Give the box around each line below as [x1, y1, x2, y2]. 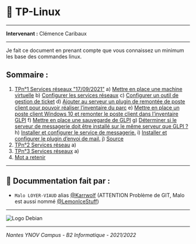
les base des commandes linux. [6, 53, 82, 60]
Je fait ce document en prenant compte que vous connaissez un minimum [6, 47, 184, 54]
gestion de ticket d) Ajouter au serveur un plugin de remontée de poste [14, 97, 185, 104]
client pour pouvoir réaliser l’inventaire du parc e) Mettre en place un [14, 104, 180, 111]
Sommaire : [6, 70, 48, 80]
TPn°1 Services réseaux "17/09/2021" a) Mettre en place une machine [14, 85, 183, 92]
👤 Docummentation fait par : [6, 176, 111, 186]
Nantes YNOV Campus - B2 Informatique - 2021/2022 [6, 231, 136, 238]
